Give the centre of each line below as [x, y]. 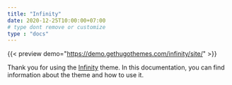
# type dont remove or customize [57, 27]
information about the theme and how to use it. [75, 75]
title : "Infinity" [34, 14]
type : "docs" [28, 34]
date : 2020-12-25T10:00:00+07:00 [57, 21]
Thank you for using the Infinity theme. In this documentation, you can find [116, 67]
